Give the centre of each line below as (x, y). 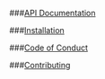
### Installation (37, 30)
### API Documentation (52, 13)
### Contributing (40, 65)
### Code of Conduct (48, 48)
